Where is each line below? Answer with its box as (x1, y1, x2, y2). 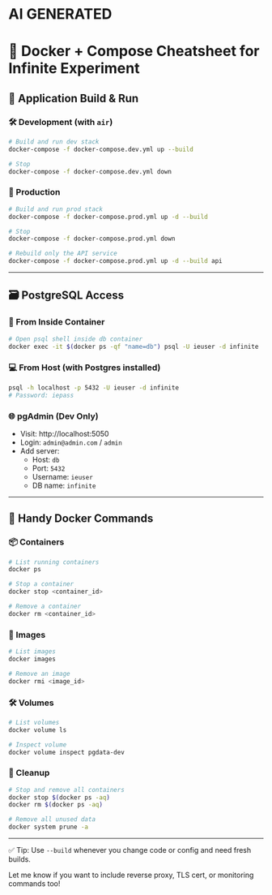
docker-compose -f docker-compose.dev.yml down (8, 167, 172, 175)
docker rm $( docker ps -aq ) (8, 801, 104, 809)
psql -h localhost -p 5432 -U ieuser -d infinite (8, 383, 180, 392)
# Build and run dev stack (8, 138, 100, 146)
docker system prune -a (8, 823, 89, 832)
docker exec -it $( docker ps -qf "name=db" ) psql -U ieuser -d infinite (8, 342, 259, 351)
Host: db (32, 454, 60, 464)
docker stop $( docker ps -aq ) (8, 793, 111, 802)
